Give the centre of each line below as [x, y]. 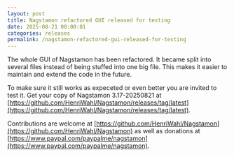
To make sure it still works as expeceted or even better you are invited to [112, 88]
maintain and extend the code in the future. [69, 75]
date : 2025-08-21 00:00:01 [47, 27]
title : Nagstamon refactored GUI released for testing [89, 20]
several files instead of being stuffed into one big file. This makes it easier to [117, 67]
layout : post [26, 14]
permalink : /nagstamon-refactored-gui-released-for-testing [97, 40]
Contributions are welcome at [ [52, 124]
